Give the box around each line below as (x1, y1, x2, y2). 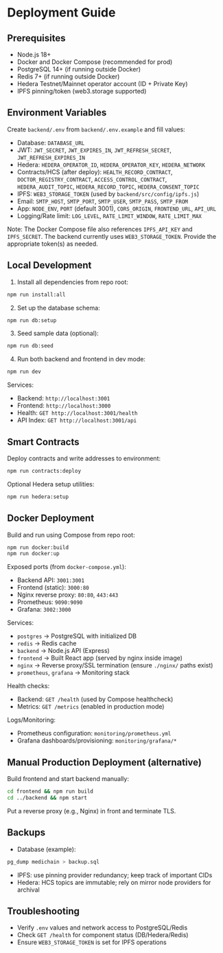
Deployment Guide (7, 5, 116, 21)
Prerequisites (7, 32, 66, 44)
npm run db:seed (7, 343, 54, 350)
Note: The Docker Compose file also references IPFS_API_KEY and (7, 225, 193, 233)
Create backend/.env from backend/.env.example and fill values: (7, 125, 185, 133)
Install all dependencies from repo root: (16, 277, 129, 286)
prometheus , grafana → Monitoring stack (16, 669, 130, 677)
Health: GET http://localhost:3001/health (16, 409, 138, 417)
